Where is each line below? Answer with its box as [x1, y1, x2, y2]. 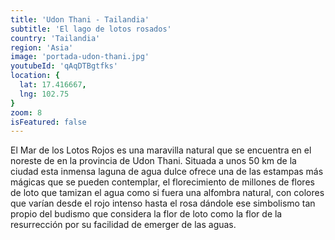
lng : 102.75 [19, 89, 70, 99]
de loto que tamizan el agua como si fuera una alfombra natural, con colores [10, 187, 325, 199]
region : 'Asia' [10, 42, 74, 53]
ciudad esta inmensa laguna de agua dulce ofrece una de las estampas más [10, 166, 324, 178]
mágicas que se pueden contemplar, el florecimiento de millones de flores [10, 176, 315, 188]
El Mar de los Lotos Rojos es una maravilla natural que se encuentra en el [10, 144, 312, 156]
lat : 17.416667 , [19, 80, 87, 90]
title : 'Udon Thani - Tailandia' [10, 14, 150, 25]
